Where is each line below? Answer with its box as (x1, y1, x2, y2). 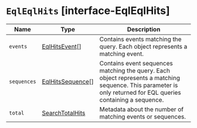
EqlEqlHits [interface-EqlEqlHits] (6, 4, 170, 18)
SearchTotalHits (42, 109, 86, 117)
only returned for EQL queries (99, 88, 182, 96)
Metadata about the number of (99, 105, 184, 113)
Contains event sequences (99, 59, 173, 67)
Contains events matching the (99, 35, 182, 43)
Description (127, 25, 161, 33)
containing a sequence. (99, 95, 164, 103)
